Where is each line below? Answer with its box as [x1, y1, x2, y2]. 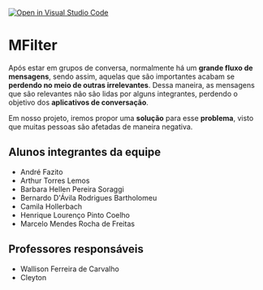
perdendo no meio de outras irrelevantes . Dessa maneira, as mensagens [8, 80, 256, 89]
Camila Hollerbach [19, 201, 83, 211]
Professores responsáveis [8, 242, 144, 256]
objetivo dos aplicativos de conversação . [8, 97, 149, 107]
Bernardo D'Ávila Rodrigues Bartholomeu [19, 193, 157, 202]
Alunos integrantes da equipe [8, 145, 162, 159]
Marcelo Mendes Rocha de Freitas [19, 219, 136, 228]
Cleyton [19, 272, 47, 282]
